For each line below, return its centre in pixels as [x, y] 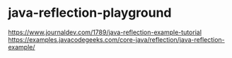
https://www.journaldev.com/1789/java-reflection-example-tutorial [105, 32]
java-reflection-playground [90, 13]
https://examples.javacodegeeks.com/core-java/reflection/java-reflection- [116, 39]
